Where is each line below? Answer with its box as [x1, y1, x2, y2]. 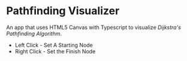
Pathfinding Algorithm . [6, 30, 62, 37]
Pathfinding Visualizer [6, 4, 120, 18]
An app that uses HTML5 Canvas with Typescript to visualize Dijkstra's [6, 24, 182, 31]
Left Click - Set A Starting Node [14, 41, 93, 49]
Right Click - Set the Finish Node [14, 47, 96, 54]
